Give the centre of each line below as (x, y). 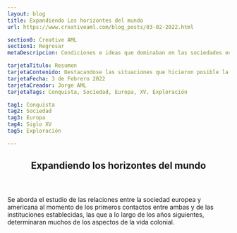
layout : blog (26, 14)
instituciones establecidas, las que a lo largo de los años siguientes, (106, 215)
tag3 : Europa (26, 118)
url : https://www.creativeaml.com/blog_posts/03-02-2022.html (101, 27)
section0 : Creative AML (42, 40)
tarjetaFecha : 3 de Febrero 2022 (56, 78)
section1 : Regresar (36, 47)
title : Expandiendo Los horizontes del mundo (75, 20)
